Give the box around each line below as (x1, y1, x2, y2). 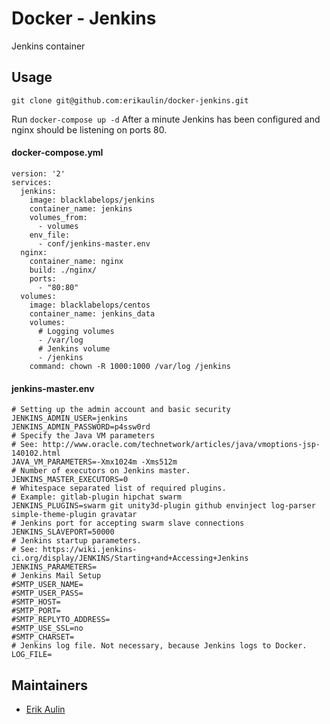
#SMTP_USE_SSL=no (11, 623, 84, 634)
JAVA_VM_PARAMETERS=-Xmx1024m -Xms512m (11, 457, 178, 467)
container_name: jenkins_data (29, 308, 156, 319)
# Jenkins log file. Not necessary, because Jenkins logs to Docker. (11, 641, 308, 651)
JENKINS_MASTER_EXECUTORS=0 (11, 475, 129, 485)
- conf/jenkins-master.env (37, 238, 151, 249)
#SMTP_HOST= (11, 597, 61, 607)
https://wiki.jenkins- (42, 545, 138, 555)
